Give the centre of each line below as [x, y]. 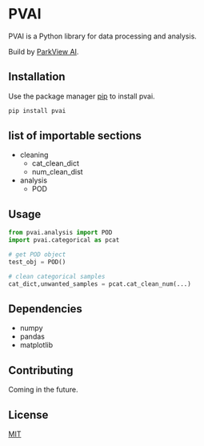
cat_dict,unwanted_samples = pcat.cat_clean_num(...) [100, 284]
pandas [32, 336]
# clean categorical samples [57, 276]
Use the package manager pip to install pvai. [82, 96]
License [28, 414]
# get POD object [37, 255]
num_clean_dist [57, 172]
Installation [37, 77]
